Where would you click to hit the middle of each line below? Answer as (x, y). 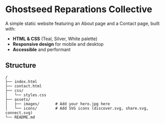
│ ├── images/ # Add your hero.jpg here (58, 104)
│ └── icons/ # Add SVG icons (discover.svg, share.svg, (77, 108)
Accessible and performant (42, 49)
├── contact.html (24, 86)
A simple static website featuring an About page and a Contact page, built (82, 23)
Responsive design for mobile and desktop (58, 44)
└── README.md (20, 117)
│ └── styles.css (26, 95)
